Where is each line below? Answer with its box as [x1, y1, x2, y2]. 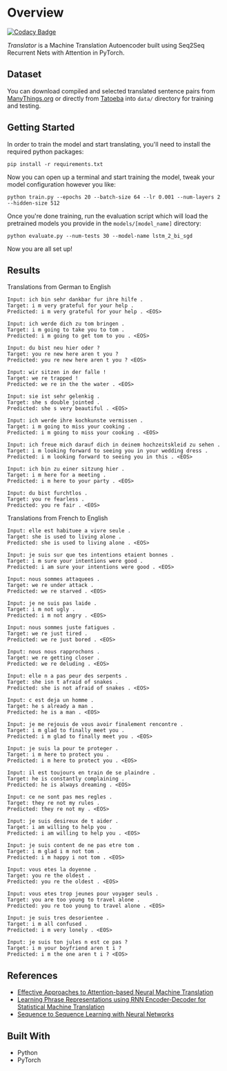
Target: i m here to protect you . [7, 752, 110, 758]
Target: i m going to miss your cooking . [7, 423, 131, 430]
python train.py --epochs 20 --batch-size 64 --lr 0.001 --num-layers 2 [7, 194, 221, 201]
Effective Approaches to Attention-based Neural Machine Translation [17, 988, 214, 996]
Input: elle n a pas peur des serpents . [7, 673, 128, 680]
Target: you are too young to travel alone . [7, 897, 140, 904]
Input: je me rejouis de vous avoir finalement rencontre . [7, 721, 184, 728]
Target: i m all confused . [7, 921, 88, 928]
